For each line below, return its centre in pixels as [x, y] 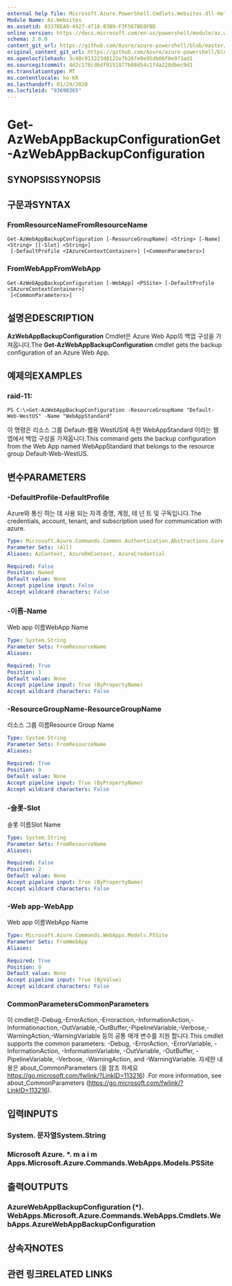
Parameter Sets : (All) [40, 547]
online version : [30, 33]
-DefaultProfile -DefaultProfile [58, 497]
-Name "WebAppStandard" [78, 416]
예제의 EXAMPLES [45, 376]
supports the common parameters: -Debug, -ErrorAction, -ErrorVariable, [110, 1043]
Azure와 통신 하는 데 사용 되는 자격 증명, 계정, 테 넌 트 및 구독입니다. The [104, 513]
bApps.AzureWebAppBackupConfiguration [81, 1224]
